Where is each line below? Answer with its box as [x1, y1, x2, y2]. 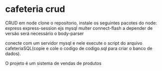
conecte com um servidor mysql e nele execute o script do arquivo [5, 40, 143, 46]
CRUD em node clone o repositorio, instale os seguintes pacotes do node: [5, 20, 157, 26]
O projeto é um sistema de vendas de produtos [5, 60, 102, 66]
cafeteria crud [5, 3, 65, 15]
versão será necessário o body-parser [5, 30, 84, 36]
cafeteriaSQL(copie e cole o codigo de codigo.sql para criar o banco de [5, 45, 153, 51]
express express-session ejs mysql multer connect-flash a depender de [5, 25, 153, 31]
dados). [5, 51, 21, 57]
